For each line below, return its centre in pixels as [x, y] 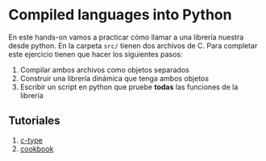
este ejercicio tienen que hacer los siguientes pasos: [96, 54]
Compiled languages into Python [120, 15]
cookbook [37, 149]
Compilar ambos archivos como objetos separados [104, 69]
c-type [31, 140]
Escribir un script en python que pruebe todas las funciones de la [129, 87]
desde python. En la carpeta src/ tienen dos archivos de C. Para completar [133, 45]
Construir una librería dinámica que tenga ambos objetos [114, 78]
